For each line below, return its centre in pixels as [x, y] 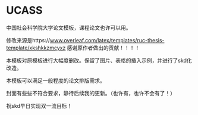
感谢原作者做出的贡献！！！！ [103, 48]
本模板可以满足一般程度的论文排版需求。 [56, 80]
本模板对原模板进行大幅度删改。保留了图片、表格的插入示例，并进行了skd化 [99, 60]
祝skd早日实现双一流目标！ [39, 105]
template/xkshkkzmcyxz [36, 48]
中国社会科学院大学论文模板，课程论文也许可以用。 [69, 27]
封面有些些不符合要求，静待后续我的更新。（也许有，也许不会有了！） [91, 93]
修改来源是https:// [28, 40]
